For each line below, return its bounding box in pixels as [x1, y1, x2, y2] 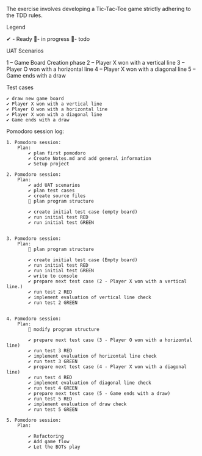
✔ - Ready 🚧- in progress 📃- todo [6, 35, 90, 42]
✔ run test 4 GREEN [28, 385, 78, 391]
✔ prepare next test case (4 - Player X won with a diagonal [28, 364, 187, 370]
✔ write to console [28, 273, 78, 279]
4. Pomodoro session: [6, 316, 62, 322]
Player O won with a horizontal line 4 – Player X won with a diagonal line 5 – [6, 65, 196, 73]
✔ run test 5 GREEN [28, 407, 78, 413]
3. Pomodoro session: [6, 236, 62, 242]
